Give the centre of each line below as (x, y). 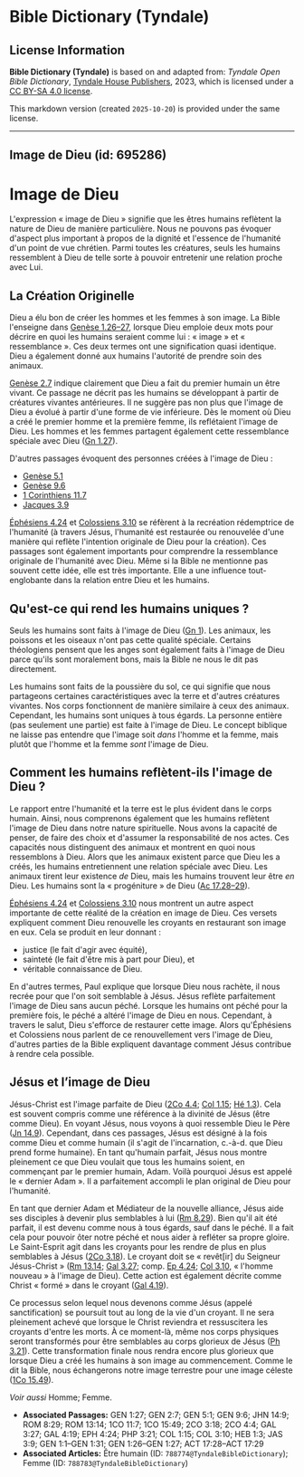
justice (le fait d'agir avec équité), (85, 949)
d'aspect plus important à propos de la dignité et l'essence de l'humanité (145, 238)
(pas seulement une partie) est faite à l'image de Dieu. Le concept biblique (148, 724)
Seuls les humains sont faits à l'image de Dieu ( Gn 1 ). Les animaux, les (140, 630)
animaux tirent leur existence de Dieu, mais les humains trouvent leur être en (152, 876)
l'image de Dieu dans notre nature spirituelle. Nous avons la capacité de (143, 828)
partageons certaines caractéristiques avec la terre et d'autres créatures (145, 695)
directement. (33, 668)
